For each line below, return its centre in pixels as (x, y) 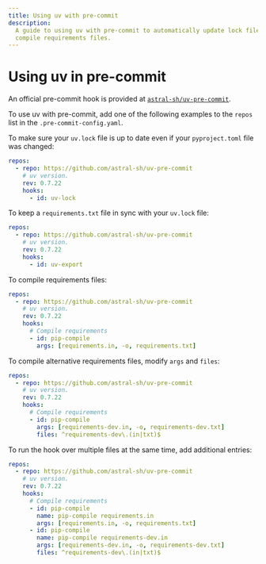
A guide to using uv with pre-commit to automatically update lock (129, 30)
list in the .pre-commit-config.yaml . (66, 123)
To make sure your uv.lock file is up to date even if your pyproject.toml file (131, 138)
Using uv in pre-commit (87, 77)
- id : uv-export (56, 264)
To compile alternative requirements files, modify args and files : (114, 361)
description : (30, 23)
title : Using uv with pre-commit (63, 15)
